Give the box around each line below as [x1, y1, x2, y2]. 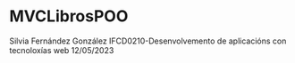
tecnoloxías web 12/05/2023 [9, 44, 114, 55]
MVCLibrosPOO [9, 6, 129, 27]
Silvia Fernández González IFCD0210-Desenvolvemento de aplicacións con [9, 35, 287, 46]
